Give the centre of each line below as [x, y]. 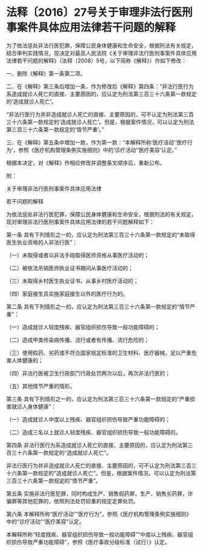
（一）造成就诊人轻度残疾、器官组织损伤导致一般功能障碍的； [83, 327]
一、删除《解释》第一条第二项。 [46, 73]
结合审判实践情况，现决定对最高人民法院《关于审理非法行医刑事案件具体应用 [101, 53]
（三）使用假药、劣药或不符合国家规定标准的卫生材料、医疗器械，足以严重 [99, 352]
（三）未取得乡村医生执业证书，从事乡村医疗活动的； [72, 281]
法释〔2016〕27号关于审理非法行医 [94, 12]
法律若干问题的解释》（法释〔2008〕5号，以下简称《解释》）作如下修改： [97, 61]
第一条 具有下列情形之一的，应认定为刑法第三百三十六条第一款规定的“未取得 [101, 234]
